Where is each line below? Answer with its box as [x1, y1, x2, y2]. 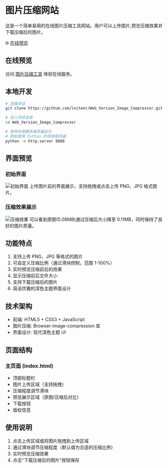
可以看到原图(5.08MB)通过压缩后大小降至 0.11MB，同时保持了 [29, 216, 158, 222]
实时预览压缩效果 [12, 451, 49, 457]
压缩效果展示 [5, 204, 37, 211]
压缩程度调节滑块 [12, 387, 49, 394]
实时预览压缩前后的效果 [12, 266, 62, 273]
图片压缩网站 [5, 5, 60, 16]
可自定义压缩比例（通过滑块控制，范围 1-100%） [12, 260, 115, 266]
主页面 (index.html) [5, 362, 53, 369]
